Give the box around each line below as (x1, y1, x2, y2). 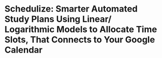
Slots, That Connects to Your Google (4, 34, 155, 45)
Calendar (4, 44, 42, 56)
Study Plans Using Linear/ (4, 14, 112, 25)
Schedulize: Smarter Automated (4, 3, 138, 14)
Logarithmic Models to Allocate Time (4, 24, 157, 35)
